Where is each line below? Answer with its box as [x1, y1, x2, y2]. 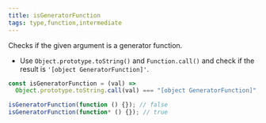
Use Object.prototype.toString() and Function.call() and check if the [19, 56, 255, 65]
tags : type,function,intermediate [8, 19, 123, 27]
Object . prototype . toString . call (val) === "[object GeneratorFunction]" [15, 87, 257, 95]
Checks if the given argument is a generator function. [8, 40, 183, 50]
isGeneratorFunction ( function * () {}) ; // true [8, 108, 169, 117]
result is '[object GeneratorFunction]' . [19, 64, 149, 73]
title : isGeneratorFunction [8, 11, 101, 20]
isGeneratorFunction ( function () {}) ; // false [8, 101, 169, 109]
